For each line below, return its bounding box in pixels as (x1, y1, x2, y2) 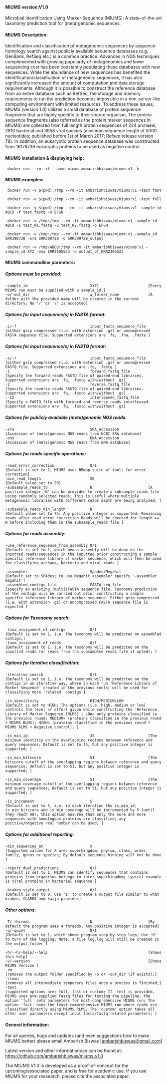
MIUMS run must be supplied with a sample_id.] (5, 288, 106, 293)
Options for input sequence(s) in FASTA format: (5, 311, 106, 317)
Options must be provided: (5, 271, 62, 277)
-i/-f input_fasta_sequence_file (5, 324, 146, 329)
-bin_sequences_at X (5, 844, 93, 849)
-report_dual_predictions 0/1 (5, 866, 97, 871)
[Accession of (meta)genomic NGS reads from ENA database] (5, 440, 131, 445)
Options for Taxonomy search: (5, 615, 70, 621)
